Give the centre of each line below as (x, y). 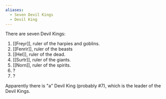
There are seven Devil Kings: (35, 34)
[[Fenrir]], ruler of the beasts (43, 49)
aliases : (15, 10)
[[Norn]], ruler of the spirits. (42, 65)
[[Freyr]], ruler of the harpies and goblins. (56, 44)
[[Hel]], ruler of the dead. (39, 54)
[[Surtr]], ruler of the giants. (42, 60)
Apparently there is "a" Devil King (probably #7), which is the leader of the (83, 86)
